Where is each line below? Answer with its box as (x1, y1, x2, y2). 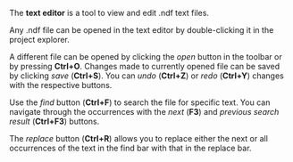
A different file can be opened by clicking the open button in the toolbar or (9, 52, 283, 61)
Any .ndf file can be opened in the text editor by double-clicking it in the (9, 25, 274, 35)
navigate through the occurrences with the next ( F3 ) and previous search (9, 107, 280, 117)
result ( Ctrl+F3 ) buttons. (9, 116, 100, 126)
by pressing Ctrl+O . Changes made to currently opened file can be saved (9, 61, 280, 71)
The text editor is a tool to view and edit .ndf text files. (9, 8, 210, 18)
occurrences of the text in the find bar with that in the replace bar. (9, 142, 252, 153)
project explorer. (9, 35, 70, 45)
